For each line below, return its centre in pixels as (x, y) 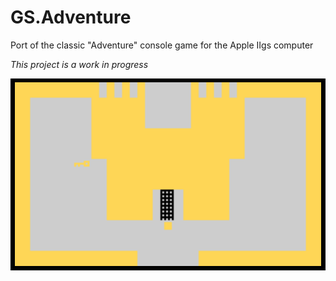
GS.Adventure (71, 17)
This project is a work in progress (79, 64)
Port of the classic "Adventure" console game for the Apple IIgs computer (162, 45)
